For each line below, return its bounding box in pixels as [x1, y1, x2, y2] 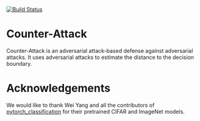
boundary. [6, 60, 32, 67]
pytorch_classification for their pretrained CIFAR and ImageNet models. [6, 108, 185, 115]
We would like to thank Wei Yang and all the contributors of [6, 101, 155, 109]
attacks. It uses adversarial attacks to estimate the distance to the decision [6, 54, 194, 61]
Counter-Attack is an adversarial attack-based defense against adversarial [6, 47, 193, 54]
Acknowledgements [6, 81, 111, 95]
